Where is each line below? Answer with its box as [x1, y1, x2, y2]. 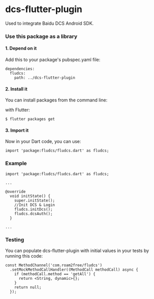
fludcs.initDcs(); [14, 207, 53, 212]
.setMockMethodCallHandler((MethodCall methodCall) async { [10, 267, 138, 272]
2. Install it [5, 86, 28, 92]
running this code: [5, 253, 43, 259]
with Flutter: [5, 107, 30, 113]
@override [5, 189, 26, 194]
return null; [14, 285, 42, 290]
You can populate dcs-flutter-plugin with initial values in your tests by [5, 247, 149, 254]
